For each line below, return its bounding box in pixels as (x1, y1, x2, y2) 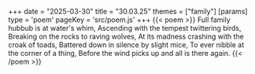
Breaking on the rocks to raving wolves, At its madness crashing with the (8, 31, 244, 41)
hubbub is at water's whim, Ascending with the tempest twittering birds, (8, 24, 242, 32)
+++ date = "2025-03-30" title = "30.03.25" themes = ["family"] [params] (8, 7, 248, 16)
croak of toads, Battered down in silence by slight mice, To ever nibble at (8, 40, 245, 50)
